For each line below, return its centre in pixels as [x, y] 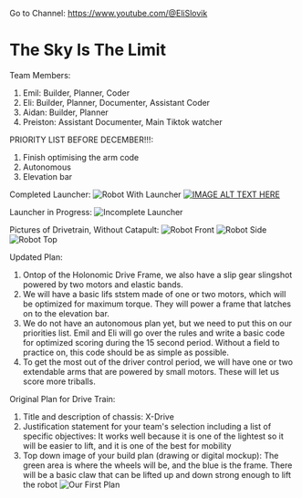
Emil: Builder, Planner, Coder [76, 93]
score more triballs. [59, 381]
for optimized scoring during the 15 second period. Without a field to [151, 342]
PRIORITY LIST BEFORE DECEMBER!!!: [81, 140]
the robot [40, 484]
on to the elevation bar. [66, 313]
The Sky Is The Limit [88, 50]
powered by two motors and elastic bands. [103, 284]
